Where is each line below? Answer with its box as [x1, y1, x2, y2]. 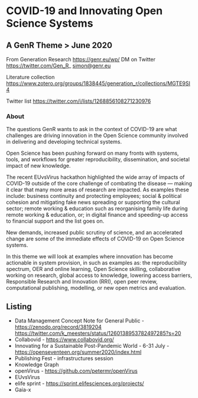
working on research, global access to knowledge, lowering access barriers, [6, 272, 192, 279]
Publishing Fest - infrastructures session [14, 355, 113, 362]
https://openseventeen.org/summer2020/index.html [14, 348, 142, 355]
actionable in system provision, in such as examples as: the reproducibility [6, 259, 187, 266]
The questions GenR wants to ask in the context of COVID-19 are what [6, 126, 177, 133]
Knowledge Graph [14, 361, 59, 368]
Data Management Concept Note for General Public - [14, 317, 145, 324]
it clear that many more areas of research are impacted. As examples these [6, 186, 189, 193]
